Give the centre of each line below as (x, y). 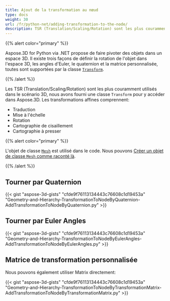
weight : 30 (17, 19)
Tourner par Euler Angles (46, 221)
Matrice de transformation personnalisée (71, 260)
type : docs (17, 15)
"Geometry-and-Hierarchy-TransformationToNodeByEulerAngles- (74, 239)
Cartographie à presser (37, 131)
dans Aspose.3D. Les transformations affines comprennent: (67, 100)
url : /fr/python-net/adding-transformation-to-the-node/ (67, 24)
